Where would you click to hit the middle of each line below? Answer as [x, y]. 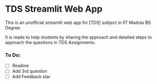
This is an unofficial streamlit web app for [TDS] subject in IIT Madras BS [78, 22]
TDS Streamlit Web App [54, 9]
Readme [20, 66]
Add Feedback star [31, 77]
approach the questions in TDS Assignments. [50, 42]
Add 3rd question [29, 71]
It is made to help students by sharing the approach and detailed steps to [78, 37]
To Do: [13, 55]
